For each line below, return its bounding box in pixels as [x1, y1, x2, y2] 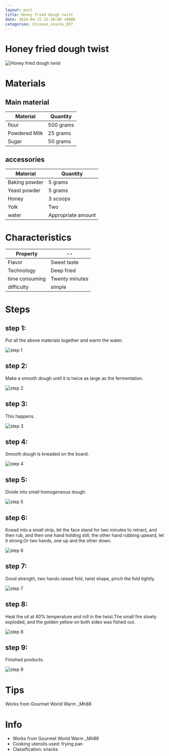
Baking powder [8, 179, 44, 185]
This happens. [5, 413, 35, 419]
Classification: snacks [12, 746, 59, 752]
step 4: [5, 437, 28, 446]
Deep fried [50, 267, 76, 274]
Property [16, 250, 38, 257]
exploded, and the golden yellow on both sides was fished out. [5, 619, 136, 625]
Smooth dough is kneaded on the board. [5, 451, 89, 457]
